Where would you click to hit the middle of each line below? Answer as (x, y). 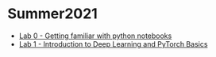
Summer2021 (53, 14)
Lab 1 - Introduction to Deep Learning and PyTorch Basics (113, 44)
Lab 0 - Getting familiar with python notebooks (95, 36)
